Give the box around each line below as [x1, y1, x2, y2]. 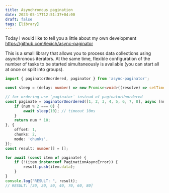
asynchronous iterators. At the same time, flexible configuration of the [5, 56, 150, 62]
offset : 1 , [14, 127, 37, 133]
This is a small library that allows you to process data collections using [5, 50, 151, 56]
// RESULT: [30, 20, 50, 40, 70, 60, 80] [5, 183, 94, 188]
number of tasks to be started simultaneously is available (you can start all [5, 61, 159, 67]
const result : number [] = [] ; [5, 146, 69, 151]
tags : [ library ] [5, 21, 39, 27]
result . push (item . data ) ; [23, 164, 75, 169]
